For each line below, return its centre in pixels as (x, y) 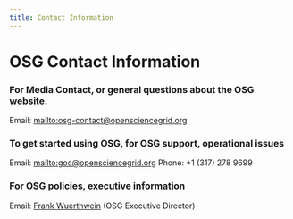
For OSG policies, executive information (97, 186)
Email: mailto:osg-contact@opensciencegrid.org (98, 121)
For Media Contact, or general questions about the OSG (132, 89)
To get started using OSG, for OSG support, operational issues (146, 144)
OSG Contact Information (105, 61)
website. (29, 101)
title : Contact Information (62, 17)
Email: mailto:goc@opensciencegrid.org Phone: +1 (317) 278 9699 (131, 163)
